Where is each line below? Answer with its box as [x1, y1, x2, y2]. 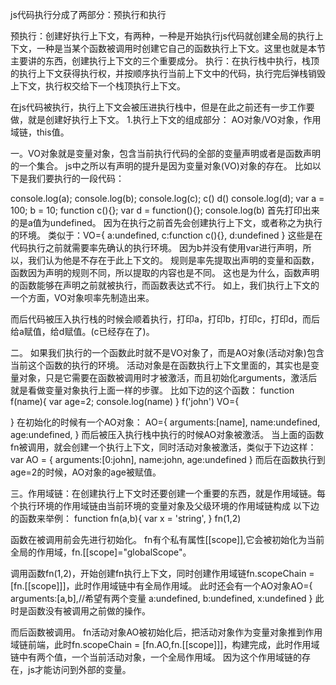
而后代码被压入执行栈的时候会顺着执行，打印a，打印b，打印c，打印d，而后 [10, 313, 321, 325]
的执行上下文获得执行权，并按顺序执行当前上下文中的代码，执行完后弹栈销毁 [10, 68, 326, 79]
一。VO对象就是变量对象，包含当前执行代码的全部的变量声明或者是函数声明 [10, 148, 321, 159]
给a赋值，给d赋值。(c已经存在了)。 [10, 326, 155, 337]
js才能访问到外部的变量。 [27, 664, 132, 675]
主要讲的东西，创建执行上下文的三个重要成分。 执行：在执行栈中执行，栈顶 [10, 55, 320, 67]
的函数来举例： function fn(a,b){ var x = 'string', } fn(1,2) [10, 513, 242, 524]
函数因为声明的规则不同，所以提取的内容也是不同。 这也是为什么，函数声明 [10, 267, 320, 278]
